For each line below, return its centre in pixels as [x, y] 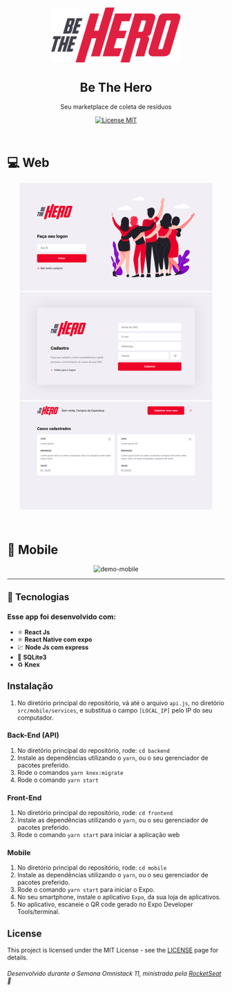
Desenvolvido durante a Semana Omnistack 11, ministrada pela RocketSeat [114, 973]
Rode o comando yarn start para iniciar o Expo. [86, 890]
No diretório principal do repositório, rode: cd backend [94, 750]
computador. [35, 718]
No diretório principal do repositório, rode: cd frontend [95, 813]
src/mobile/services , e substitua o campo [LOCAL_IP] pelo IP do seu [115, 710]
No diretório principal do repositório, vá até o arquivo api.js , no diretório [120, 703]
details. [18, 957]
